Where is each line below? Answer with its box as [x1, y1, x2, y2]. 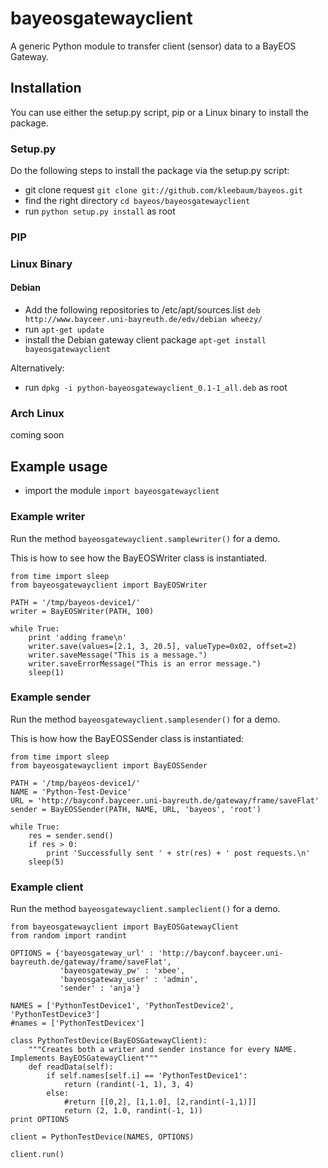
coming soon [10, 429, 65, 441]
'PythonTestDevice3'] [10, 1010, 101, 1020]
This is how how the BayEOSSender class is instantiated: [10, 732, 245, 744]
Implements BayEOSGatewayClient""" [10, 1053, 159, 1064]
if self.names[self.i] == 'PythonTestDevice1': [46, 1071, 248, 1081]
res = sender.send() [28, 830, 114, 841]
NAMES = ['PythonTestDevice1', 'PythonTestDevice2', [10, 1001, 235, 1011]
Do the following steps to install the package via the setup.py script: [10, 165, 290, 177]
